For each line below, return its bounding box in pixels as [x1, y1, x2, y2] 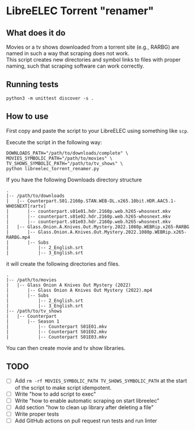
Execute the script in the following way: [6, 138, 103, 146]
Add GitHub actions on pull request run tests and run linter [14, 417, 158, 424]
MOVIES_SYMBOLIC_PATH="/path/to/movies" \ [6, 155, 113, 161]
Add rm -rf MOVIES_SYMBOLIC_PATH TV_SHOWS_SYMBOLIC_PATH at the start [14, 377, 187, 384]
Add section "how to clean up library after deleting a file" [14, 403, 154, 410]
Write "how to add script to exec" [14, 390, 97, 397]
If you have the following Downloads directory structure [6, 176, 142, 183]
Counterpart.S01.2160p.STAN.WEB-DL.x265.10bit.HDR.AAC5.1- [27, 198, 177, 204]
